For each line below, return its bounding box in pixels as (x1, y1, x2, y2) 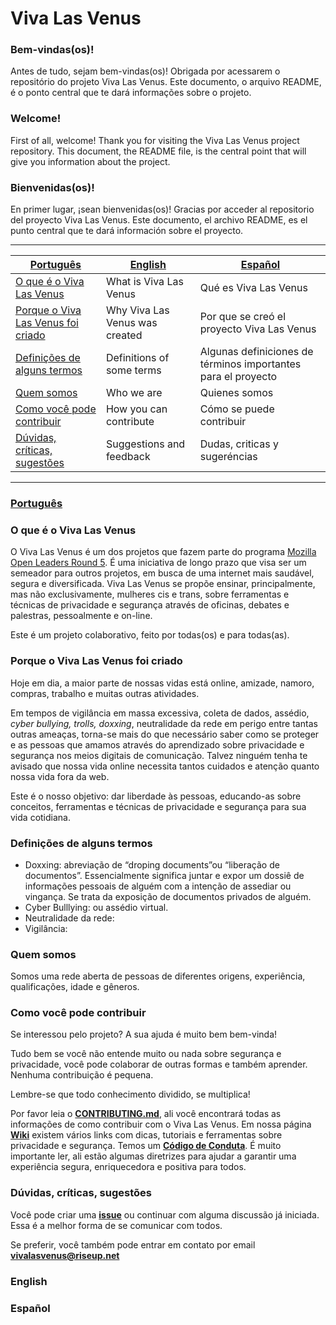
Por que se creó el (199, 310, 287, 324)
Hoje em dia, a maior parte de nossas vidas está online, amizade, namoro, (10, 677, 315, 689)
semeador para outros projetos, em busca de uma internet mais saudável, (10, 567, 315, 579)
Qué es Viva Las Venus (199, 281, 308, 295)
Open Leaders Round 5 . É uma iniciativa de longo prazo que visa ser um (10, 557, 307, 569)
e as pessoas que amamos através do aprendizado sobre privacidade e (10, 738, 305, 751)
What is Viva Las (105, 275, 184, 289)
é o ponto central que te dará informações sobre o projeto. (10, 87, 252, 99)
